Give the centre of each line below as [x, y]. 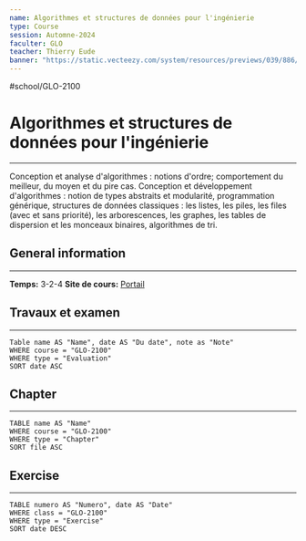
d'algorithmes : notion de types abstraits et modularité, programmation [142, 195]
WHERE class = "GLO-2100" [58, 513]
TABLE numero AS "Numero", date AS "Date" [91, 505]
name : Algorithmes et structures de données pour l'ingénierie [132, 18]
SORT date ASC [36, 366]
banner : [24, 60]
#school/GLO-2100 [45, 86]
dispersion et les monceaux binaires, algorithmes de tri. [114, 224]
